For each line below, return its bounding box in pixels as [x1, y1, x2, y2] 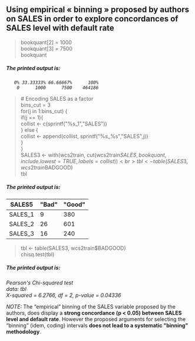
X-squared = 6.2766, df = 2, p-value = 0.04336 [6, 292, 121, 299]
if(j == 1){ [20, 114, 44, 121]
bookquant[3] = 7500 [20, 45, 72, 52]
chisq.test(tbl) [20, 250, 55, 258]
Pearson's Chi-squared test [6, 279, 74, 286]
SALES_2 [9, 220, 34, 228]
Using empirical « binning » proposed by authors [6, 5, 190, 15]
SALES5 [10, 200, 34, 208]
